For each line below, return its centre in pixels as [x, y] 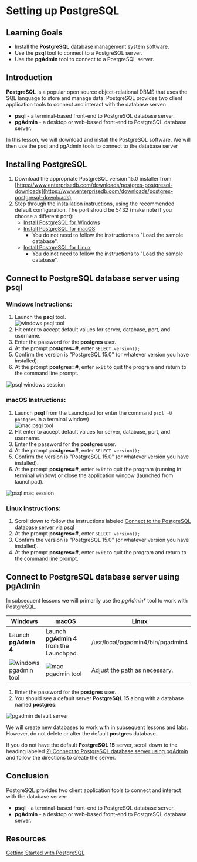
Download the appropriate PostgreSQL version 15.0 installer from [93, 178]
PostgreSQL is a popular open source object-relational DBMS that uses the [97, 92]
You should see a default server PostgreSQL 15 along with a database [99, 698]
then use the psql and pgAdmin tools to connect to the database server [92, 146]
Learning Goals [35, 33]
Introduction [29, 78]
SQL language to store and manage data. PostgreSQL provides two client [94, 98]
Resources [26, 839]
